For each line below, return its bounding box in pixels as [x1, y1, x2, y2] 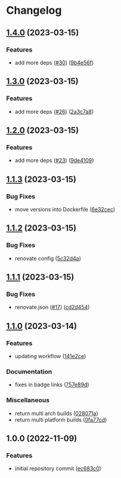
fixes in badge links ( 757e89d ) [14, 381, 89, 388]
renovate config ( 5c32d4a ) [14, 255, 82, 262]
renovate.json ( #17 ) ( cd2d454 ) [14, 304, 90, 311]
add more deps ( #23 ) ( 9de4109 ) [14, 157, 94, 164]
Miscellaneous [6, 396, 49, 404]
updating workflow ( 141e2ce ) [14, 353, 86, 359]
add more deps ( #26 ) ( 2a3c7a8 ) [14, 108, 94, 115]
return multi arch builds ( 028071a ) [14, 410, 98, 417]
